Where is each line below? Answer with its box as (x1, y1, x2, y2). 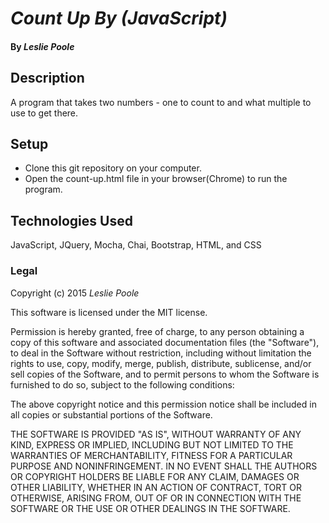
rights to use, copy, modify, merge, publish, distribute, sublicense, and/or (10, 357, 312, 369)
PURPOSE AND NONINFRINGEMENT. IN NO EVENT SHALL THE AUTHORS (10, 460, 318, 472)
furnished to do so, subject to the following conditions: (10, 378, 235, 391)
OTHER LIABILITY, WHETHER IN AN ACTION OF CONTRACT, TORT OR (10, 481, 302, 493)
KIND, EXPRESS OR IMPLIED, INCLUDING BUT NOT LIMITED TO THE (10, 438, 294, 451)
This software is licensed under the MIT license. (10, 306, 208, 318)
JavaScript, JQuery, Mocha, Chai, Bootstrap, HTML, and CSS (10, 239, 262, 251)
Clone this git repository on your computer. (24, 162, 202, 174)
